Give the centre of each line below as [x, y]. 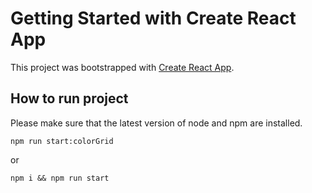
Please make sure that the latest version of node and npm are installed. [156, 123]
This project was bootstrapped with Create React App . [122, 67]
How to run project [69, 98]
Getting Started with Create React [153, 18]
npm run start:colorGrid [62, 141]
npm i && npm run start [60, 178]
